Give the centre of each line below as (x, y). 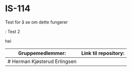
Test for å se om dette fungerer (37, 22)
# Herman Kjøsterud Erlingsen (42, 61)
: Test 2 (13, 31)
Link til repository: (103, 53)
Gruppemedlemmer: (42, 53)
